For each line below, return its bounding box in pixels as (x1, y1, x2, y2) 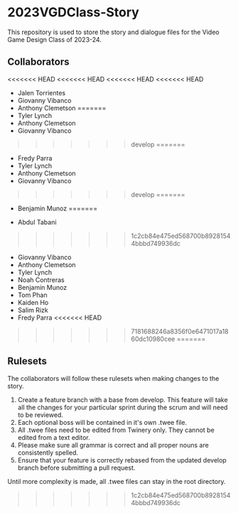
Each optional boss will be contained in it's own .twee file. (17, 418, 187, 426)
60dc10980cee (131, 335, 175, 343)
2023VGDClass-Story (7, 4, 140, 21)
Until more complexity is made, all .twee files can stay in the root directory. (7, 477, 226, 485)
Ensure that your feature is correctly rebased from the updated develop (17, 455, 227, 464)
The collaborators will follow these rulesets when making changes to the (7, 374, 220, 382)
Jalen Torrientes (17, 88, 66, 97)
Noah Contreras (17, 275, 65, 284)
